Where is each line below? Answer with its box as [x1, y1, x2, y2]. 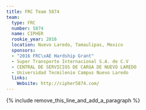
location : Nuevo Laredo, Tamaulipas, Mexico [11, 42, 123, 48]
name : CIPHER [11, 31, 44, 37]
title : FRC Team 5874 [6, 8, 60, 15]
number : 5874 [11, 25, 44, 32]
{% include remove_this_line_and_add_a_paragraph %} [6, 97, 141, 104]
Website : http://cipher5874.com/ [17, 81, 100, 87]
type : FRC [11, 20, 36, 26]
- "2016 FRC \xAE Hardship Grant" [11, 53, 94, 59]
